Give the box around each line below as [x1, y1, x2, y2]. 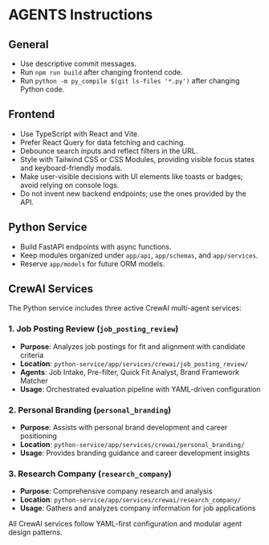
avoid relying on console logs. [19, 180, 120, 189]
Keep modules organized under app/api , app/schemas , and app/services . [19, 250, 259, 260]
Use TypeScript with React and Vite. [19, 128, 140, 138]
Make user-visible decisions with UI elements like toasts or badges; [19, 171, 243, 181]
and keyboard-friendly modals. [19, 163, 123, 173]
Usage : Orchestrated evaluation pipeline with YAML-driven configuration [19, 384, 261, 394]
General [8, 38, 50, 51]
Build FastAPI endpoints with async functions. [19, 242, 172, 251]
